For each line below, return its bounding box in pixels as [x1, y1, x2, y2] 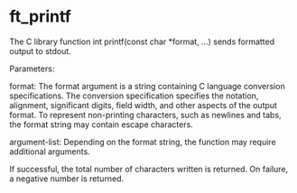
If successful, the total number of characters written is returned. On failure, [9, 163, 289, 174]
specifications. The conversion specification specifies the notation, [9, 90, 259, 101]
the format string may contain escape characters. [9, 119, 194, 130]
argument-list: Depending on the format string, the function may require [9, 136, 277, 147]
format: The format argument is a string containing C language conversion [9, 80, 286, 91]
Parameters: [9, 63, 55, 74]
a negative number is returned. [9, 173, 125, 184]
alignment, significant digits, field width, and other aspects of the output [9, 99, 278, 110]
